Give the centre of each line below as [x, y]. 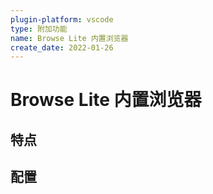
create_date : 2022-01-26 [62, 47]
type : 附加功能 [39, 29]
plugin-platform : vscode [62, 19]
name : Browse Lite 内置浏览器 [69, 38]
